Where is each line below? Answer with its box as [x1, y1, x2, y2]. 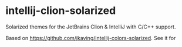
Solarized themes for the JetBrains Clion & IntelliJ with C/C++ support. [5, 23, 176, 30]
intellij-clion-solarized [5, 4, 116, 17]
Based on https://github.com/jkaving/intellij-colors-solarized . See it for [5, 34, 176, 41]
